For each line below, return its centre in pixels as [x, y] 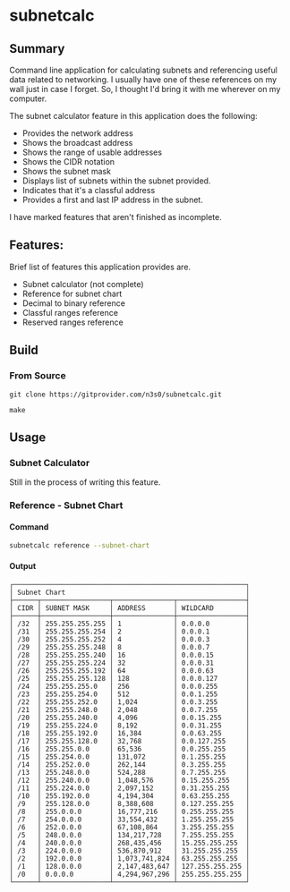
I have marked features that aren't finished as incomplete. [115, 217]
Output [23, 565]
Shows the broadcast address [77, 143]
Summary [37, 49]
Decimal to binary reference [73, 303]
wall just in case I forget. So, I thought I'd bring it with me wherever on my [145, 89]
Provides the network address [78, 133]
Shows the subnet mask [67, 171]
